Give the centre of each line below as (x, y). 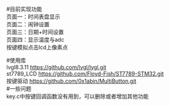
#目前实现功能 (24, 9)
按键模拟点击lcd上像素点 (37, 47)
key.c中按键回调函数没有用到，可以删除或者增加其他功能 (78, 96)
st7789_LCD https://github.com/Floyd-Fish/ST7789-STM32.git (85, 74)
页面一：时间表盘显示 (33, 17)
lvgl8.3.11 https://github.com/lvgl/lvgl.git (56, 67)
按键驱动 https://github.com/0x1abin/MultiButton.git (71, 81)
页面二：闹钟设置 (28, 24)
